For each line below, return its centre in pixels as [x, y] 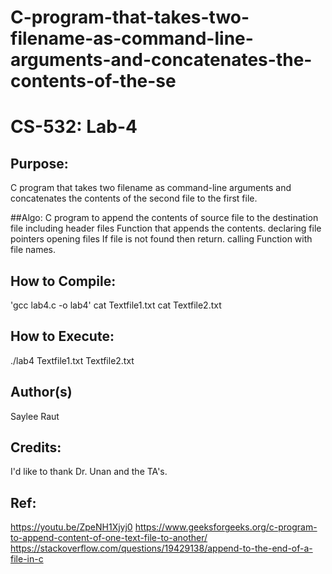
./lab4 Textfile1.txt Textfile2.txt [72, 360]
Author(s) [41, 392]
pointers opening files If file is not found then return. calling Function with [161, 239]
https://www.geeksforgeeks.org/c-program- [226, 527]
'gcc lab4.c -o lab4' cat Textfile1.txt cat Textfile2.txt [116, 305]
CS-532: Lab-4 [74, 127]
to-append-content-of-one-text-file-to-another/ [109, 538]
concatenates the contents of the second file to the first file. [134, 198]
